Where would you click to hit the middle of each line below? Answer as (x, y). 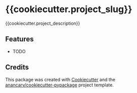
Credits (17, 67)
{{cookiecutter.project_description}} (43, 23)
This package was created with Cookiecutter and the (60, 79)
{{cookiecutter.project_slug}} (69, 9)
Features (19, 39)
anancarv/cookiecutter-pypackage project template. (59, 85)
